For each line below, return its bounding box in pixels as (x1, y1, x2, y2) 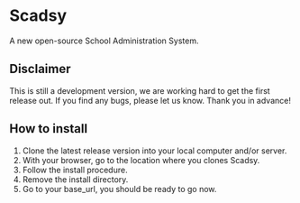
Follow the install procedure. (22, 164, 128, 175)
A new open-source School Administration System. (9, 35, 199, 46)
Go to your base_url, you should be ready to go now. (22, 183, 217, 194)
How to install (9, 121, 88, 136)
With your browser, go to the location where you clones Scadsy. (22, 154, 260, 165)
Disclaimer (9, 61, 71, 77)
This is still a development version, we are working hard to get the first (9, 85, 270, 96)
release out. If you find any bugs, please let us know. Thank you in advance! (9, 95, 291, 106)
